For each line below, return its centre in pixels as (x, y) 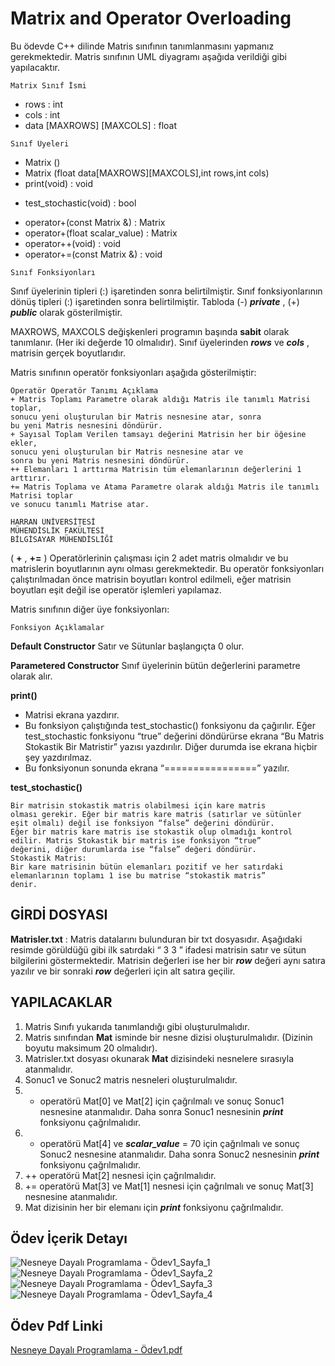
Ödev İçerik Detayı (69, 1238)
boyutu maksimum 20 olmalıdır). (91, 1048)
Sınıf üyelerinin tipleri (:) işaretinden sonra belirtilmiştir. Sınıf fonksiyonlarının (166, 291)
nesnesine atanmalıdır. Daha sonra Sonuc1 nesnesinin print (161, 1111)
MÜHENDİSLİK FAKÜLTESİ (57, 530)
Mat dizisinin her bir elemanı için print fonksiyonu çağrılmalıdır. (154, 1207)
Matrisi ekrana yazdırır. (72, 714)
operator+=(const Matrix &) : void (93, 254)
